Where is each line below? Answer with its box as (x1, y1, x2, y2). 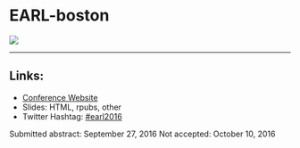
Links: (9, 69, 45, 84)
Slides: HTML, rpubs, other (21, 102, 122, 112)
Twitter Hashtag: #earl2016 (21, 111, 122, 121)
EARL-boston (9, 5, 110, 26)
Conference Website (21, 92, 98, 103)
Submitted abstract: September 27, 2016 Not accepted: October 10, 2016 (9, 128, 276, 139)
